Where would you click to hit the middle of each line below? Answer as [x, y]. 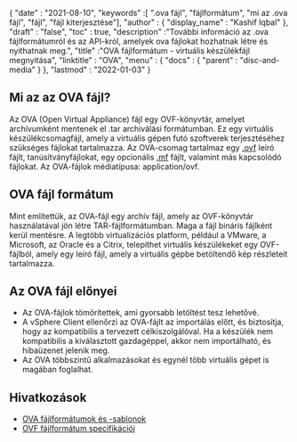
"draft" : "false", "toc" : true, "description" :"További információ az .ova [139, 32]
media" [22, 70]
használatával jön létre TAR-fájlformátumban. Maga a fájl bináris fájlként [141, 225]
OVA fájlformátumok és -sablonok [84, 419]
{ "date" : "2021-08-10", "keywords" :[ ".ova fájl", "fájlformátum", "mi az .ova [148, 13]
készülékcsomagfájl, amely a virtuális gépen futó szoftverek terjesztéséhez [147, 138]
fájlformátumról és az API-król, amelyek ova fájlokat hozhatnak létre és [139, 41]
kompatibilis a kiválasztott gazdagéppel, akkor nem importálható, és [146, 341]
